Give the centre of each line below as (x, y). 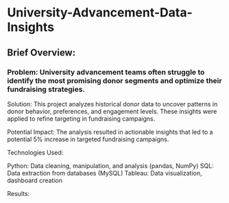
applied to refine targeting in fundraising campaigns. (81, 119)
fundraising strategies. (46, 89)
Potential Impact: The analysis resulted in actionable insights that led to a (110, 132)
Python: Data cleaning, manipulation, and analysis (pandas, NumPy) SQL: (110, 165)
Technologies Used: (35, 152)
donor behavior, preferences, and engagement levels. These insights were (112, 111)
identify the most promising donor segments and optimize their (114, 80)
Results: (19, 193)
